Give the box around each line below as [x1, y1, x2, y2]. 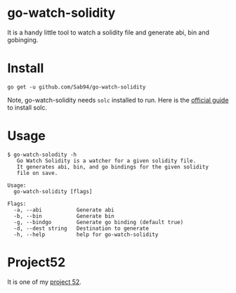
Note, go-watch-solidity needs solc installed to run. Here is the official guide [7, 96, 229, 104]
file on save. [16, 169, 58, 176]
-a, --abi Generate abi [13, 206, 114, 214]
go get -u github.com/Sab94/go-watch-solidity [7, 83, 146, 91]
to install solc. [7, 103, 48, 112]
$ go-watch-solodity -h [7, 151, 77, 158]
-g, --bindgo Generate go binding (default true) [13, 219, 184, 226]
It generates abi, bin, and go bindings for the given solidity [16, 163, 209, 170]
